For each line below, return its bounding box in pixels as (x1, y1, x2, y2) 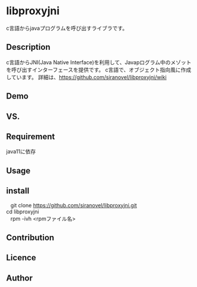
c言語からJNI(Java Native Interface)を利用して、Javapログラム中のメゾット (6, 58, 192, 66)
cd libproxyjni (6, 208, 40, 215)
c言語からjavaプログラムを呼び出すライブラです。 (6, 24, 128, 31)
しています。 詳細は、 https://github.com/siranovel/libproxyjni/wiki (6, 73, 167, 81)
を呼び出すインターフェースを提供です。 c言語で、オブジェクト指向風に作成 (6, 66, 192, 73)
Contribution (6, 232, 55, 242)
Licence (6, 253, 37, 263)
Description (6, 42, 50, 52)
